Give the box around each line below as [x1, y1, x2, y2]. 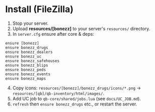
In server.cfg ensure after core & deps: [12, 31, 95, 37]
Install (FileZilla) [5, 4, 74, 15]
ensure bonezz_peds [5, 67, 46, 72]
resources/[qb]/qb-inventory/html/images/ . [12, 90, 105, 96]
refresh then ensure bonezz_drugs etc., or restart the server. [12, 101, 137, 107]
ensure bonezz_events [5, 72, 51, 77]
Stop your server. [12, 20, 49, 26]
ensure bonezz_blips [5, 63, 49, 68]
